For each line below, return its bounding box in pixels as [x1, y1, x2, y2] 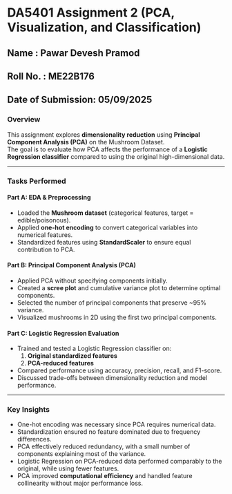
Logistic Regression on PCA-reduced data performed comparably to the [17, 457, 222, 466]
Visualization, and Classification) [7, 19, 202, 35]
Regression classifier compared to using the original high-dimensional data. [7, 152, 225, 160]
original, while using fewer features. [17, 464, 119, 473]
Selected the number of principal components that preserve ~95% [17, 298, 207, 307]
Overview [7, 115, 41, 124]
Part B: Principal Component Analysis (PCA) [7, 261, 137, 269]
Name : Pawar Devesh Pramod [7, 47, 140, 59]
